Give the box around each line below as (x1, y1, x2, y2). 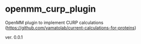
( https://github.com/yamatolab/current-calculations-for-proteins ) (5, 24, 137, 30)
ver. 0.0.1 (5, 34, 23, 40)
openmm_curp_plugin (5, 3, 96, 15)
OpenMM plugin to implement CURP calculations (5, 20, 104, 25)
